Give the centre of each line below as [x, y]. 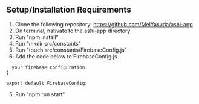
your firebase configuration [48, 67]
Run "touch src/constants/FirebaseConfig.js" [71, 50]
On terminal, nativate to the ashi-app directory [73, 31]
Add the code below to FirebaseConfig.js [66, 56]
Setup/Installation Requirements [69, 10]
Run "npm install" [37, 37]
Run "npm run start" [40, 94]
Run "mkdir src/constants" [48, 43]
